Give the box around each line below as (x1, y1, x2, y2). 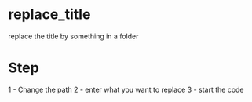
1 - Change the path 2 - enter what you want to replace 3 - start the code (8, 85, 245, 94)
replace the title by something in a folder (8, 31, 139, 41)
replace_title (8, 5, 91, 24)
